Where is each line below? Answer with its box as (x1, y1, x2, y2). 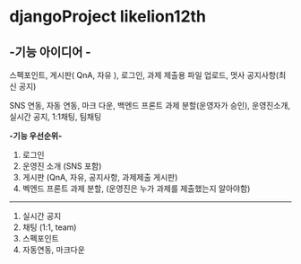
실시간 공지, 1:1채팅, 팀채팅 (9, 111, 102, 122)
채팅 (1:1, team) (21, 222, 77, 233)
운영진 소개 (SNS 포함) (21, 161, 102, 172)
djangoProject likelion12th (9, 6, 207, 27)
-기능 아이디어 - (9, 44, 91, 59)
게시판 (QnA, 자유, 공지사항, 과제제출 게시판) (21, 172, 178, 182)
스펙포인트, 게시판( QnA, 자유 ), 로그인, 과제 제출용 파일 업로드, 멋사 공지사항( (9, 70, 279, 80)
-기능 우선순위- (9, 130, 63, 141)
